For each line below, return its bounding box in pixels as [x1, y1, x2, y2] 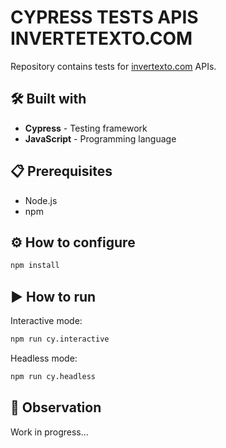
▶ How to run [10, 288, 97, 305]
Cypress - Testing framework [24, 122, 148, 134]
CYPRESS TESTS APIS [10, 6, 199, 29]
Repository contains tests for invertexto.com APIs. [10, 60, 217, 72]
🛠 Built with [10, 91, 87, 108]
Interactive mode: [10, 315, 83, 327]
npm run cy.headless [10, 371, 97, 381]
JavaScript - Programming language [24, 132, 177, 145]
